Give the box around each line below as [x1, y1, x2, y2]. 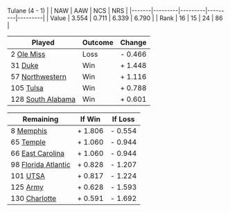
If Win [80, 114, 100, 124]
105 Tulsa [10, 83, 44, 93]
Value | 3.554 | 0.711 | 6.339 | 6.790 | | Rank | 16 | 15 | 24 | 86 [50, 14, 223, 22]
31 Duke [10, 61, 39, 70]
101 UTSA [10, 171, 45, 180]
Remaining [22, 114, 59, 124]
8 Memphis [10, 126, 48, 135]
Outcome [82, 38, 114, 47]
